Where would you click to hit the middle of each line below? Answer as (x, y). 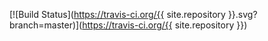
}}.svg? (242, 14)
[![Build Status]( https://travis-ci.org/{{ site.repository (117, 14)
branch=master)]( (46, 25)
